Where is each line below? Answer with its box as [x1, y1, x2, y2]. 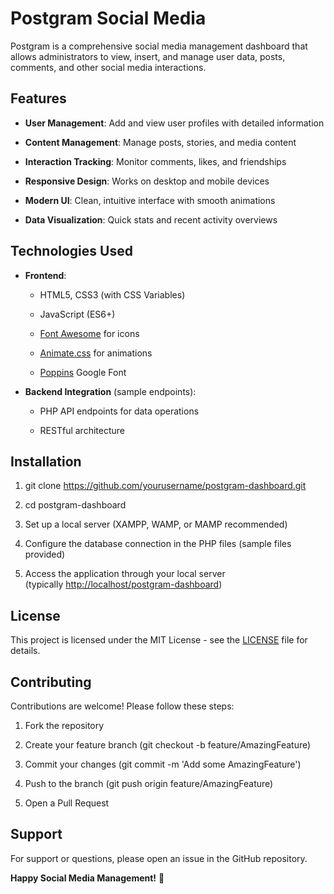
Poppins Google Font [39, 366, 127, 378]
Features [10, 90, 67, 107]
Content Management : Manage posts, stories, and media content [24, 136, 297, 148]
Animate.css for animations [39, 347, 153, 359]
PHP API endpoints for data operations [39, 405, 200, 417]
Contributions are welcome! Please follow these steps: [10, 700, 235, 712]
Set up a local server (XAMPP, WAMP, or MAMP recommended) [24, 518, 288, 531]
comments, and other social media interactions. [10, 61, 207, 73]
